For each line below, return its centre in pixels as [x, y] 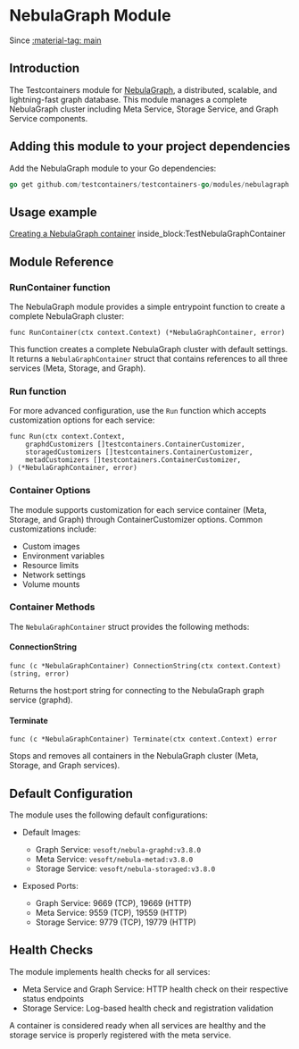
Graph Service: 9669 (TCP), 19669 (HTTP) [113, 903]
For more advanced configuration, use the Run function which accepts [138, 411]
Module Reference [62, 261]
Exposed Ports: [50, 886]
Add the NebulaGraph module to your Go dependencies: [113, 168]
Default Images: [51, 833]
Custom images [51, 546]
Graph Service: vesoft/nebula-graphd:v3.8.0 [118, 850]
